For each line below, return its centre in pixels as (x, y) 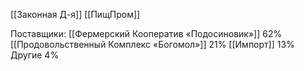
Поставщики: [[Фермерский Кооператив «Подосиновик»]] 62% (146, 33)
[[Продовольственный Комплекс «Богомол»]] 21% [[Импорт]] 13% (152, 44)
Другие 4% (35, 55)
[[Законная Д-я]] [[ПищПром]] (75, 14)
